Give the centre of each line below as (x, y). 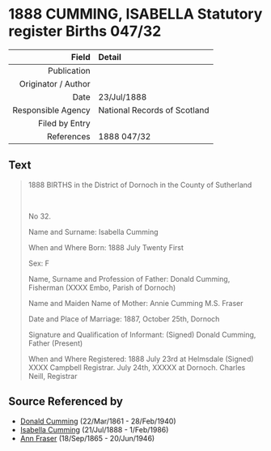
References (69, 136)
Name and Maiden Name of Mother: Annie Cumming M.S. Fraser (135, 303)
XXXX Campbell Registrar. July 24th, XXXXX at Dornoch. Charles (137, 367)
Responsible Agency (51, 110)
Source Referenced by (66, 402)
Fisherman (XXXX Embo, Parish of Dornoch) (102, 287)
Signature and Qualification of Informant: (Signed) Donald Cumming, (142, 334)
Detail (110, 57)
